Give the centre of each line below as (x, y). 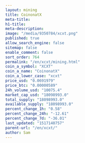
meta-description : (25, 29)
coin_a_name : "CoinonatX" (32, 71)
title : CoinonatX (24, 15)
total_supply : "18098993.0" (35, 99)
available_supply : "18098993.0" (39, 104)
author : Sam (18, 132)
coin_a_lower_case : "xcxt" (34, 76)
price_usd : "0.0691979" (30, 81)
